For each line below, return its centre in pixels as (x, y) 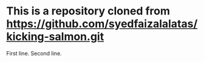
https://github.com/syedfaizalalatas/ (102, 24)
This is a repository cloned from (88, 11)
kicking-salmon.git (55, 37)
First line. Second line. (34, 53)
